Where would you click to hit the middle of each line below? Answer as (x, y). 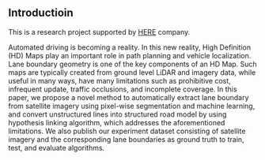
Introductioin (41, 13)
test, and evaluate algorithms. (57, 147)
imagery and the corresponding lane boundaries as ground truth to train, (126, 139)
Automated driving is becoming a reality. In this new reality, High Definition (130, 47)
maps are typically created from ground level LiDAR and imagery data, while (132, 72)
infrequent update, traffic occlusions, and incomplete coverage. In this (123, 89)
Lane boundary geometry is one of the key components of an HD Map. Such (132, 64)
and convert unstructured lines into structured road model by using (117, 114)
